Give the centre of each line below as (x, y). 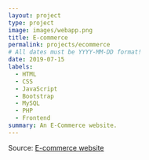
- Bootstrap (35, 96)
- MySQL (28, 103)
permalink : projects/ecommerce (59, 45)
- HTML (26, 74)
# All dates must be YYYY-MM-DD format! (75, 52)
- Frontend (33, 118)
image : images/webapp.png (50, 30)
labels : (21, 67)
